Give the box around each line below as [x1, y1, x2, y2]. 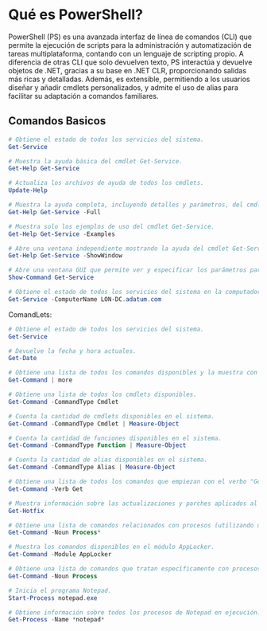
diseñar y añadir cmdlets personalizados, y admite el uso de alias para [8, 82, 238, 92]
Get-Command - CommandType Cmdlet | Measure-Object [8, 420, 180, 428]
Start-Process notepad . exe [8, 594, 98, 602]
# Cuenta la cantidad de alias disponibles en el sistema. [8, 456, 208, 464]
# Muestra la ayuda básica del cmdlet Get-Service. [8, 157, 183, 165]
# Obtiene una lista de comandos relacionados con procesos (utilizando [8, 521, 254, 529]
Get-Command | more [8, 376, 73, 384]
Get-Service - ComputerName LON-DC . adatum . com [8, 295, 161, 304]
